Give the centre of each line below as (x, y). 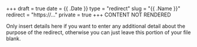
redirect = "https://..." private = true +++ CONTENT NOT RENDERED (89, 15)
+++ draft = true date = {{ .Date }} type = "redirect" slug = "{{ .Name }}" (93, 9)
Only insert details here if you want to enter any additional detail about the (96, 26)
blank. (14, 38)
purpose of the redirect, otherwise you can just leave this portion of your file (98, 32)
